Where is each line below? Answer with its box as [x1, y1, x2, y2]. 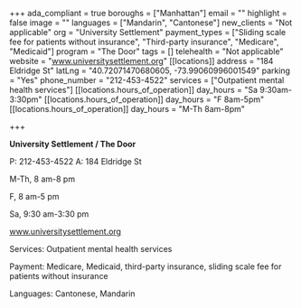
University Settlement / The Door [9, 139, 136, 149]
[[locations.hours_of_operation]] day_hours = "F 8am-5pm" [43, 94, 265, 105]
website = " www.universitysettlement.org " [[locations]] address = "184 [9, 56, 274, 66]
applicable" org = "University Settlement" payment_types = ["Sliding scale [9, 27, 287, 37]
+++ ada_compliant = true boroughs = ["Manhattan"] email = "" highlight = [9, 8, 287, 18]
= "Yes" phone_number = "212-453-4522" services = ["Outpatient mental [9, 75, 285, 85]
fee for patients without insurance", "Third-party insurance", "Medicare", [9, 36, 279, 47]
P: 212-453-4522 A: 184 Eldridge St [9, 156, 142, 166]
